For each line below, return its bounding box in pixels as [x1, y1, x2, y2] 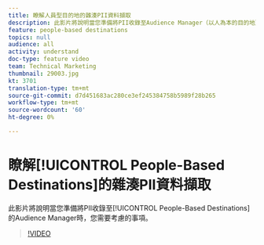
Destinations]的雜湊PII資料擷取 [8, 176, 211, 194]
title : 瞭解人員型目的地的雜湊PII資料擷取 [8, 11, 131, 20]
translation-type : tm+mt [8, 84, 90, 92]
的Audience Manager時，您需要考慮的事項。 [8, 213, 153, 222]
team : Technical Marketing [8, 63, 97, 70]
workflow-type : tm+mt [8, 99, 79, 106]
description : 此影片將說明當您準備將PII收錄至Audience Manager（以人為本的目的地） [8, 19, 262, 27]
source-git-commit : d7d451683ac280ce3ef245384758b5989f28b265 [8, 92, 216, 99]
